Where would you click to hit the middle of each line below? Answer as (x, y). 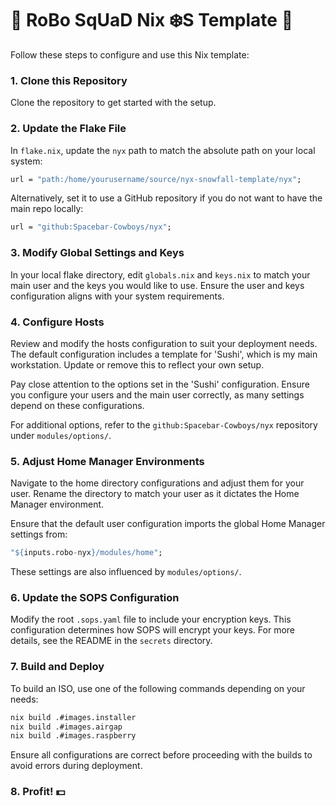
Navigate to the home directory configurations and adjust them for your (157, 483)
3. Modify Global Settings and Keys (97, 253)
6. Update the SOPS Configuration (95, 597)
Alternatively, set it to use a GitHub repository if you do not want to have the (166, 198)
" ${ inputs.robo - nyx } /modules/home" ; (86, 553)
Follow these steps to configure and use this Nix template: (130, 54)
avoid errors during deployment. (76, 766)
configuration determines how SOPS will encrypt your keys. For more (152, 630)
